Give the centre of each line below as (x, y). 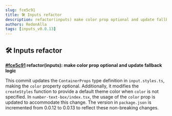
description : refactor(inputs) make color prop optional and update (80, 19)
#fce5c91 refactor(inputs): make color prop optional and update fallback (84, 65)
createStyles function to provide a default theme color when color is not (82, 91)
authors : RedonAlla (26, 24)
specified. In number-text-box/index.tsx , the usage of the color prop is (80, 97)
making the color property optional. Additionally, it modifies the (72, 86)
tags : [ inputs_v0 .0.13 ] (31, 29)
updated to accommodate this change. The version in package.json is (79, 102)
